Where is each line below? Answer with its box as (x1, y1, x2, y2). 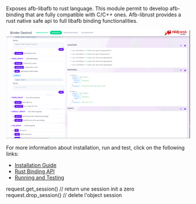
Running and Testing (14, 174, 64, 181)
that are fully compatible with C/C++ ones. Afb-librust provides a (25, 11, 181, 18)
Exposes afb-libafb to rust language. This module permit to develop (6, 5, 169, 12)
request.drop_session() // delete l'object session (6, 191, 123, 198)
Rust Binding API (14, 168, 55, 175)
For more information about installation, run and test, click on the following (6, 144, 185, 151)
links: (6, 150, 19, 157)
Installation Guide (14, 161, 57, 168)
